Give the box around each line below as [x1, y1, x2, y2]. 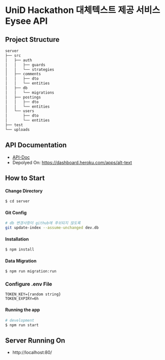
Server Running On [5, 336, 66, 345]
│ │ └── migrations [5, 90, 55, 95]
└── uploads [5, 127, 30, 132]
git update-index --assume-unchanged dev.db [5, 225, 99, 231]
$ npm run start [5, 322, 39, 328]
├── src [5, 53, 21, 58]
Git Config [5, 210, 27, 216]
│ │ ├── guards [5, 62, 46, 67]
